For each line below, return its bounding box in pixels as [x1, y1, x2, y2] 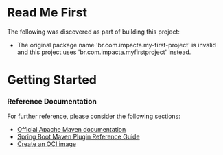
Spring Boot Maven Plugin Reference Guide [16, 132, 140, 141]
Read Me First [7, 5, 88, 21]
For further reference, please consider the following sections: [7, 112, 180, 121]
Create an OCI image [16, 140, 77, 148]
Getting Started [7, 72, 97, 88]
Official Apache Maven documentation [16, 126, 126, 134]
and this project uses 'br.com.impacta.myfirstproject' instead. [16, 48, 191, 56]
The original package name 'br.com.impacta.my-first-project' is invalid [16, 40, 217, 49]
